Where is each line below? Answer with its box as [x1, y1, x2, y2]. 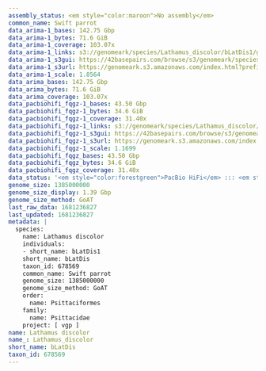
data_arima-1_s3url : [8, 63, 77, 71]
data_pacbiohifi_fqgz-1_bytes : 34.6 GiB [8, 108, 144, 116]
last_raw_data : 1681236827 [8, 203, 97, 211]
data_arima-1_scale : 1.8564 [8, 71, 101, 78]
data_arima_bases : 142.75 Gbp [8, 78, 108, 86]
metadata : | [8, 218, 47, 226]
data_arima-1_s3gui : [8, 56, 77, 64]
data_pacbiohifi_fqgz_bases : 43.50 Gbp [8, 151, 140, 159]
